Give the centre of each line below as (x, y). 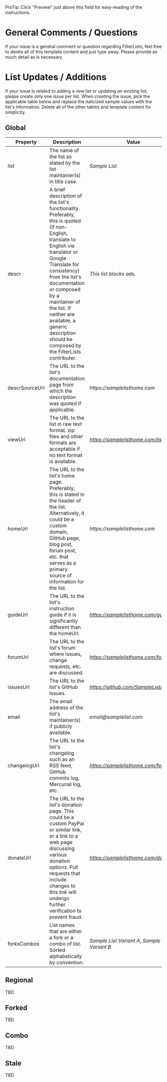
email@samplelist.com (116, 717)
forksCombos (24, 943)
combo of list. (65, 943)
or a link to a (64, 836)
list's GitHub (64, 687)
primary (59, 569)
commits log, (64, 778)
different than (65, 627)
